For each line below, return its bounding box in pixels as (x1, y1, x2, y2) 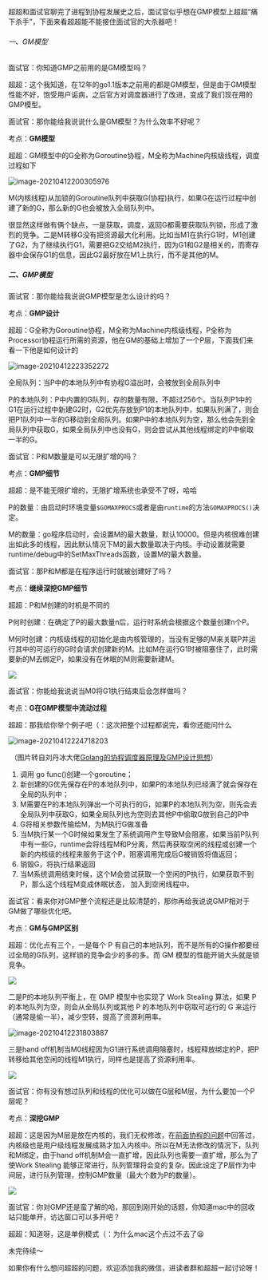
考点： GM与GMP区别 (8, 923, 79, 933)
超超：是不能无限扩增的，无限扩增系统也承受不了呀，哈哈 (8, 485, 197, 495)
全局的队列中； (19, 790, 69, 799)
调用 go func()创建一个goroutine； (19, 770, 133, 779)
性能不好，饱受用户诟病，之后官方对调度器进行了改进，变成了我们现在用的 (8, 90, 253, 100)
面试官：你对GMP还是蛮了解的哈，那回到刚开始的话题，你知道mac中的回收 (8, 1203, 255, 1212)
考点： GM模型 (8, 134, 56, 144)
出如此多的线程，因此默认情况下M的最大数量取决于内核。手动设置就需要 (8, 540, 246, 549)
